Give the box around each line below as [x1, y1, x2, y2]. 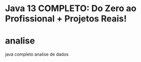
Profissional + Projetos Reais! [5, 13, 127, 24]
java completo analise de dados [5, 51, 69, 57]
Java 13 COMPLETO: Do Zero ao [5, 3, 137, 14]
